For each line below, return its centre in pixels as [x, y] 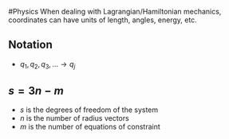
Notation [31, 45]
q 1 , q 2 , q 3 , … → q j [47, 65]
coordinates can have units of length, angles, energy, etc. [103, 20]
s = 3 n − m [36, 91]
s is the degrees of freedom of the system [89, 110]
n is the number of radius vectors [74, 118]
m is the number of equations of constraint [90, 127]
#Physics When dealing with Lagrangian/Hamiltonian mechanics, [115, 12]
